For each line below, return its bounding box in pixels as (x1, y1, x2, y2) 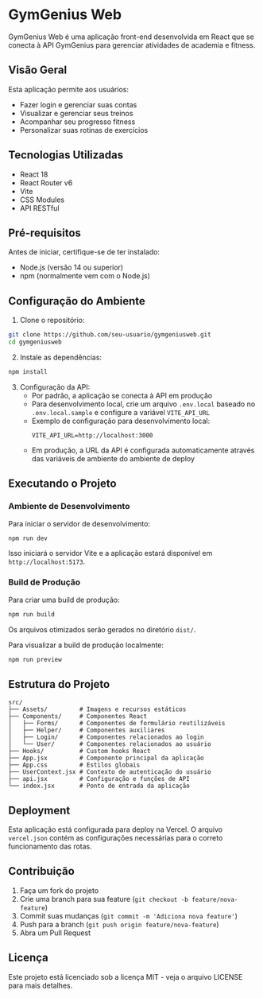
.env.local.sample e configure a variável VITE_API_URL (31, 407, 211, 417)
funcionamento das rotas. (8, 841, 93, 852)
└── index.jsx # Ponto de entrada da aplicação (8, 782, 191, 790)
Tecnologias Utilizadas (8, 149, 124, 162)
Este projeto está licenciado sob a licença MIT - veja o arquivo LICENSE (8, 972, 243, 981)
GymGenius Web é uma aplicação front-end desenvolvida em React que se (8, 32, 254, 41)
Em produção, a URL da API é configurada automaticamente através (31, 445, 255, 455)
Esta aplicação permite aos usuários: (8, 84, 130, 94)
